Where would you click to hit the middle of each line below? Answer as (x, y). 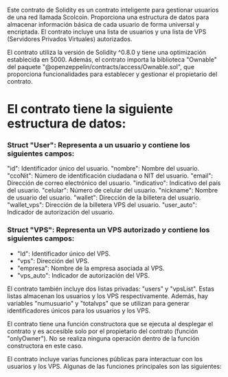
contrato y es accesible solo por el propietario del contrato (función (103, 331)
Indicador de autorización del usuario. (61, 212)
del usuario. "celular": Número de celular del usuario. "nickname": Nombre (113, 191)
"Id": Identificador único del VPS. (64, 254)
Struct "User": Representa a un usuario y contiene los (99, 145)
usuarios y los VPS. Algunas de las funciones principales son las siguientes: (114, 366)
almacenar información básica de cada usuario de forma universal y (103, 24)
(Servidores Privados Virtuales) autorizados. (70, 39)
